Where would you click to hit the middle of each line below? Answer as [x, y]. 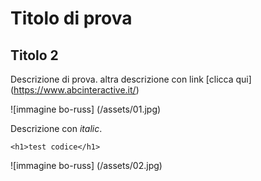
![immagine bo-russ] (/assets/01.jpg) [86, 109]
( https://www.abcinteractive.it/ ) [75, 90]
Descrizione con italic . [56, 128]
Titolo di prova [71, 18]
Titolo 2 [34, 55]
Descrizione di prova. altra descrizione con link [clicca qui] [131, 79]
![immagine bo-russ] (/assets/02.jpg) [86, 165]
